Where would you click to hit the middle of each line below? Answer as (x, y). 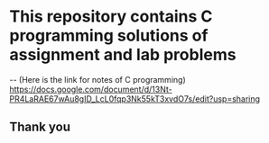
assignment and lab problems (123, 55)
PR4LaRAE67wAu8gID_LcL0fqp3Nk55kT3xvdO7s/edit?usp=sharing (134, 98)
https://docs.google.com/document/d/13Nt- (91, 89)
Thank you (40, 127)
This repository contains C (111, 17)
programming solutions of (109, 36)
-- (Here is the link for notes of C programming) (98, 79)
